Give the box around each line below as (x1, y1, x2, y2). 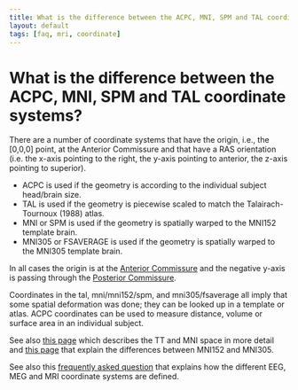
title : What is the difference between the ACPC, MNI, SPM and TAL (9, 12, 264, 22)
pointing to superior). (9, 163, 87, 174)
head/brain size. (21, 190, 82, 200)
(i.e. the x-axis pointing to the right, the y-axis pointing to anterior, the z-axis (9, 153, 288, 164)
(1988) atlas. (59, 208, 105, 219)
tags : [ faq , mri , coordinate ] (9, 29, 122, 38)
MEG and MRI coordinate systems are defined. (9, 371, 180, 382)
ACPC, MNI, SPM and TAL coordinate (9, 86, 286, 106)
